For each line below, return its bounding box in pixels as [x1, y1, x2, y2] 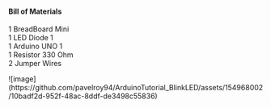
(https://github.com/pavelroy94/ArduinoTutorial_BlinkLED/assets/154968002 [8, 83, 264, 93]
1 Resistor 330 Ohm [8, 50, 74, 60]
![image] [8, 74, 36, 84]
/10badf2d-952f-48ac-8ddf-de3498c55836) [8, 91, 158, 101]
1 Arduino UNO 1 [8, 41, 63, 52]
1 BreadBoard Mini [8, 24, 70, 34]
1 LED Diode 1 [8, 33, 54, 43]
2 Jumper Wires [8, 59, 62, 69]
